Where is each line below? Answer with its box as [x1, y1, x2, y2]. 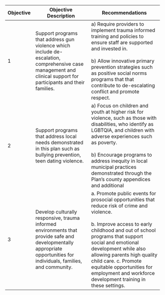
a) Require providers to [91, 21, 144, 27]
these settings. [91, 282, 125, 289]
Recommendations [102, 9, 147, 16]
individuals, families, [35, 258, 82, 264]
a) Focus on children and [91, 103, 149, 109]
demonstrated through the [91, 170, 152, 176]
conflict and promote [91, 88, 139, 95]
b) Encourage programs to [91, 152, 152, 158]
